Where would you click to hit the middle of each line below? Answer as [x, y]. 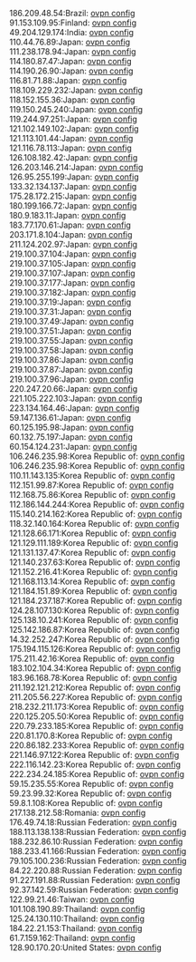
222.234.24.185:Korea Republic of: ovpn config [97, 774]
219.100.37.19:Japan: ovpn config [70, 302]
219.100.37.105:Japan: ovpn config [73, 263]
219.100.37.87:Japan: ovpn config [71, 369]
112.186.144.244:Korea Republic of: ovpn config [97, 504]
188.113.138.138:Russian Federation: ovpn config [98, 832]
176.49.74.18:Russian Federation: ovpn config [93, 822]
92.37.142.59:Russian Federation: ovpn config [94, 889]
